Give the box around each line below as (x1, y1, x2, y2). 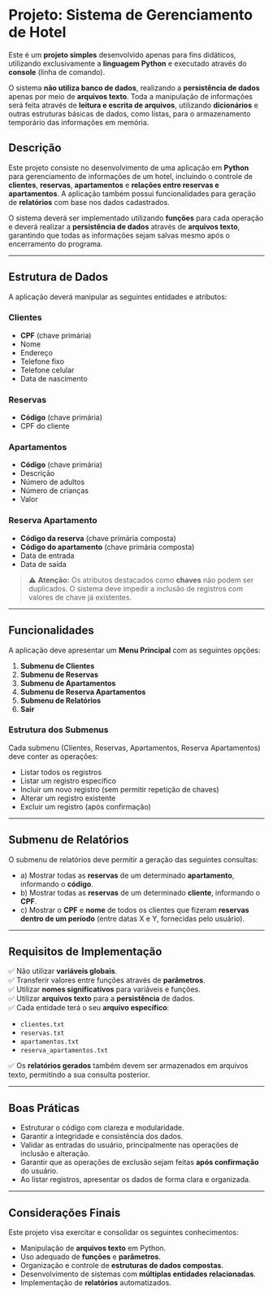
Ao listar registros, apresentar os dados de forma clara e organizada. (19, 1175, 251, 1184)
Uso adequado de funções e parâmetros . (19, 1252, 161, 1262)
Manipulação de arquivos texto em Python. (19, 1243, 167, 1254)
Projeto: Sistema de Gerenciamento (8, 6, 253, 24)
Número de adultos (19, 477, 85, 487)
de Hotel (8, 23, 67, 41)
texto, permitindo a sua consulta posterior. (8, 1070, 150, 1079)
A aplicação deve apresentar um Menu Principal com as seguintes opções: (8, 645, 262, 655)
